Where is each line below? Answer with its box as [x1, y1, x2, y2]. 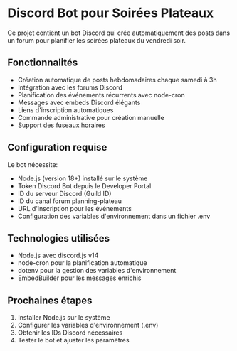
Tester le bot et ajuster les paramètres [17, 336, 130, 345]
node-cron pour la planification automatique [17, 259, 147, 267]
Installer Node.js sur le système [17, 313, 110, 322]
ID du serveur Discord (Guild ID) [17, 189, 112, 198]
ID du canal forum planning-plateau [17, 197, 122, 205]
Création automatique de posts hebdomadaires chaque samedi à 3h [17, 75, 217, 84]
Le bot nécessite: [7, 160, 58, 168]
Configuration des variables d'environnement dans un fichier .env [17, 212, 211, 220]
